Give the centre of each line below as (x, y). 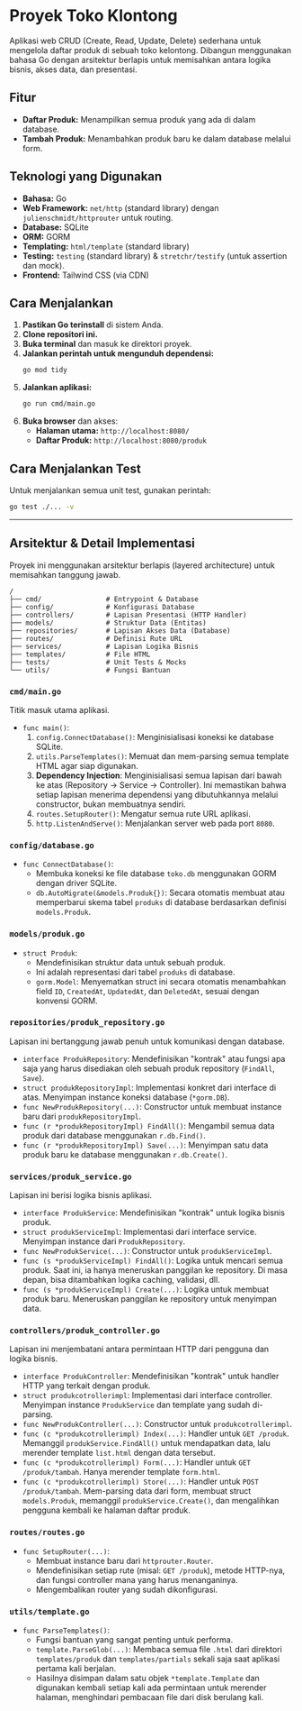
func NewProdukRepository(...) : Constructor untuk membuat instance (152, 1106)
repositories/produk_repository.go (87, 1023)
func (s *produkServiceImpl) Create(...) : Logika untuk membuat (146, 1289)
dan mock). (43, 265)
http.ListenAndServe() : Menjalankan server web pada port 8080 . (155, 823)
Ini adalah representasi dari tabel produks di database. (135, 972)
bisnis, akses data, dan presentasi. (73, 69)
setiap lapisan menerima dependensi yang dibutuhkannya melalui (157, 794)
